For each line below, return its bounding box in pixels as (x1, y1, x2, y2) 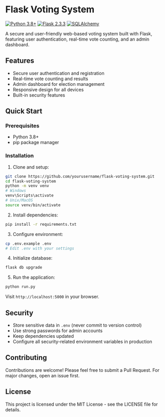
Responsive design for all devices (12, 86, 84, 93)
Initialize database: (12, 255, 53, 261)
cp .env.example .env (5, 241, 52, 246)
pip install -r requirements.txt (5, 222, 77, 227)
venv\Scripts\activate (5, 193, 54, 198)
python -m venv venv (5, 184, 50, 189)
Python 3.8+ (12, 134, 39, 140)
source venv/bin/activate (5, 202, 60, 208)
